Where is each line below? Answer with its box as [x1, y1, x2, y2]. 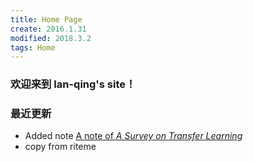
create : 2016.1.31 [10, 24, 87, 34]
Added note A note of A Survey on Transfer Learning [24, 130, 243, 142]
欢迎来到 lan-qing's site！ [10, 77, 137, 91]
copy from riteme [24, 141, 97, 153]
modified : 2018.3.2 [10, 33, 92, 43]
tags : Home [10, 42, 56, 53]
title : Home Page [10, 14, 83, 25]
